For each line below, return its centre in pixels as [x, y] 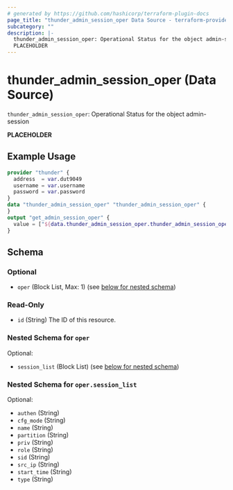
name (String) [35, 428]
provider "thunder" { [38, 173]
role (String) [35, 450]
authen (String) [38, 413]
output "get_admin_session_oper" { [59, 218]
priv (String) [35, 443]
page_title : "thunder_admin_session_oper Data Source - [89, 20]
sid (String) [34, 457]
